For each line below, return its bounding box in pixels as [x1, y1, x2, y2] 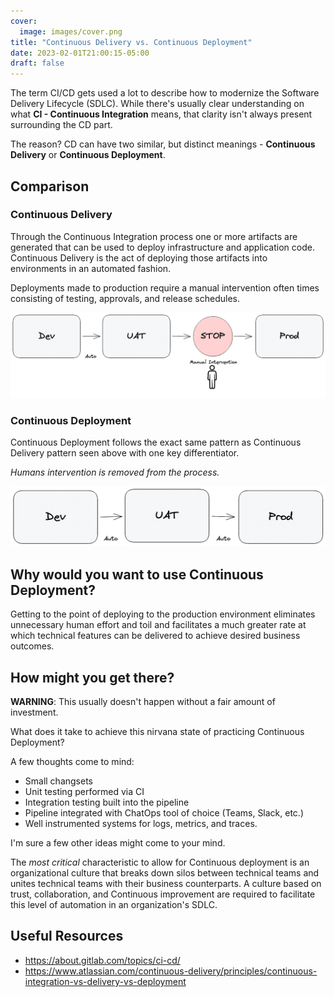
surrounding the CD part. [10, 119, 113, 131]
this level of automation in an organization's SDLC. [10, 899, 218, 911]
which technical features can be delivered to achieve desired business [10, 630, 301, 642]
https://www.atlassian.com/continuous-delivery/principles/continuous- [24, 965, 318, 977]
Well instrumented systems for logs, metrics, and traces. [24, 818, 258, 830]
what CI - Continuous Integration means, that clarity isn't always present [10, 108, 313, 120]
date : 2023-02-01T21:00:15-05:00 [10, 48, 150, 58]
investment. [10, 706, 59, 719]
